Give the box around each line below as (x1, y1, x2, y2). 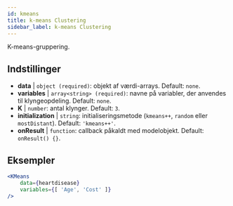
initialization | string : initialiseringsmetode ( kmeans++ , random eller (17, 112, 208, 120)
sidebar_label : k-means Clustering (7, 23, 112, 30)
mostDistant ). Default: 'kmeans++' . (17, 119, 116, 127)
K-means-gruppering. (7, 43, 70, 51)
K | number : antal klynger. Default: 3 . (17, 104, 121, 112)
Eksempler (7, 154, 55, 166)
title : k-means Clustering (7, 17, 86, 24)
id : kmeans (7, 10, 39, 18)
